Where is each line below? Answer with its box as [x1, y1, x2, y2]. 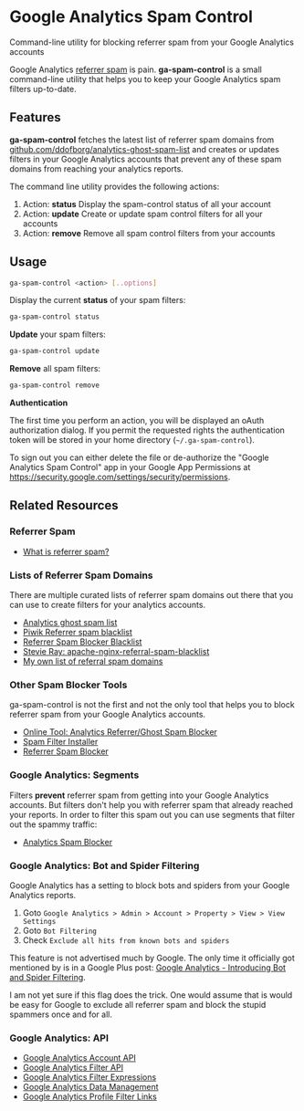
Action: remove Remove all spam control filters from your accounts [22, 227, 276, 238]
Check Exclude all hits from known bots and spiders [22, 934, 230, 946]
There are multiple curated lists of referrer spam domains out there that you [9, 590, 294, 601]
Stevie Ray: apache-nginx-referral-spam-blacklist [22, 646, 210, 657]
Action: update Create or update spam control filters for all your [22, 208, 263, 219]
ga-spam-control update [9, 347, 100, 356]
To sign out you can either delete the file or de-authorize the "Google [9, 452, 269, 463]
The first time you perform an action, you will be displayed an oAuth [9, 415, 265, 426]
